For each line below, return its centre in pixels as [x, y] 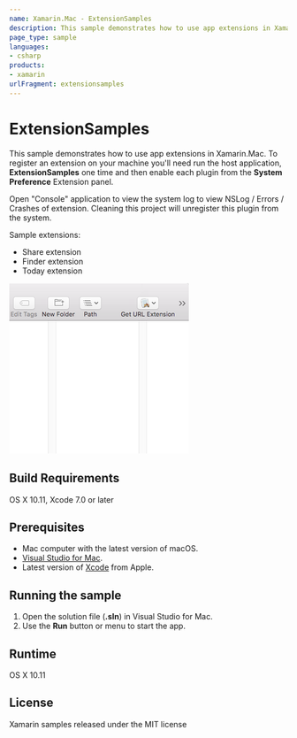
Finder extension [53, 261]
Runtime [33, 653]
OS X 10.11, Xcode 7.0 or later [62, 499]
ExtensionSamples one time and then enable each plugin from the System [146, 172]
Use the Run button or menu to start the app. [103, 626]
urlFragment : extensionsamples [67, 84]
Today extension [52, 271]
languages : [29, 47]
